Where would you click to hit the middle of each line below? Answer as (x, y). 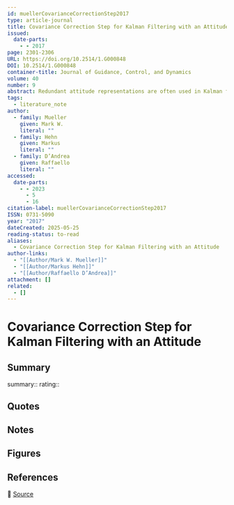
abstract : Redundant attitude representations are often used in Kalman (115, 91)
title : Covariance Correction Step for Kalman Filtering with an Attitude (118, 27)
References (33, 477)
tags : (15, 98)
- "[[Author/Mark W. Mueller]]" (61, 260)
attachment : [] (29, 280)
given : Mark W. (42, 124)
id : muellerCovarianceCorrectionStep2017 (68, 14)
